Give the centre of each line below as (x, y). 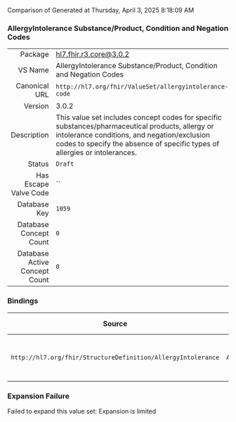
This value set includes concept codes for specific (139, 117)
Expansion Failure (39, 396)
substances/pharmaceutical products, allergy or (135, 126)
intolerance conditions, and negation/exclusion (133, 135)
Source (115, 324)
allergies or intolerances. (96, 152)
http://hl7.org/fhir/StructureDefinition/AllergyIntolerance (115, 357)
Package (34, 54)
